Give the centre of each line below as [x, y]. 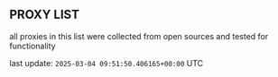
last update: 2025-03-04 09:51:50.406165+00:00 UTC [107, 63]
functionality [32, 46]
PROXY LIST [44, 15]
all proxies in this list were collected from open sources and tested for [139, 36]
